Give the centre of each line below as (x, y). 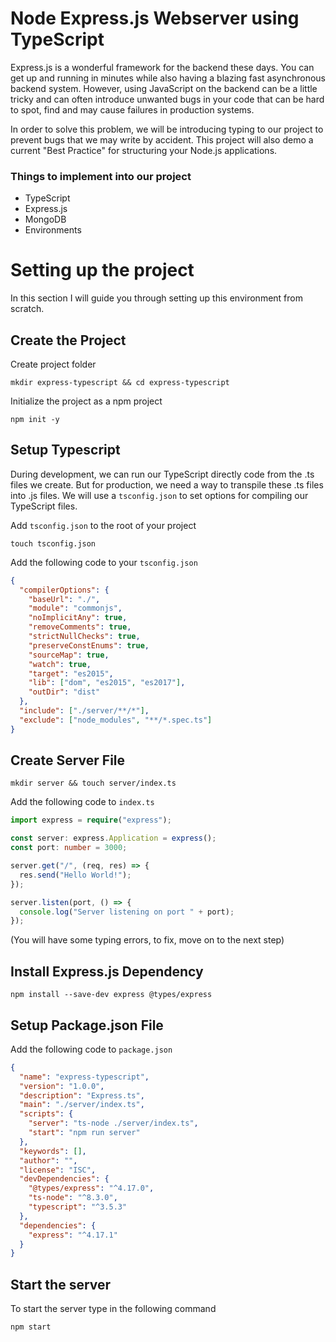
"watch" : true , (60, 664)
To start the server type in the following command (113, 1309)
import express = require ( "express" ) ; (91, 820)
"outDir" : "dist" (64, 692)
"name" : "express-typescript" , (84, 1077)
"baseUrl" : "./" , (64, 599)
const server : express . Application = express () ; (113, 838)
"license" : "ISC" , (58, 1170)
